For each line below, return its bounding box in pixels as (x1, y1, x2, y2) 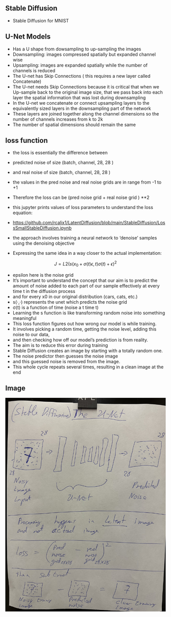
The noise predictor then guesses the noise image (12, 353, 118, 359)
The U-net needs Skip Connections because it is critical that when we (12, 83, 159, 90)
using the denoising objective (12, 240, 75, 246)
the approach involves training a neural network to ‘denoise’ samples (12, 235, 157, 241)
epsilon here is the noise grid (12, 272, 74, 278)
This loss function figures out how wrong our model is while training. (12, 320, 157, 327)
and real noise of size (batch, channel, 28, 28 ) (12, 169, 111, 175)
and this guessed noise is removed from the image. (12, 358, 121, 364)
